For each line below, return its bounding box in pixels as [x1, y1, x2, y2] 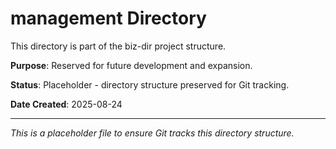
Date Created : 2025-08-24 [10, 98, 123, 110]
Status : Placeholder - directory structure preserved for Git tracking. [10, 78, 290, 91]
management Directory [10, 7, 207, 30]
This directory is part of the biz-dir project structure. [10, 40, 227, 52]
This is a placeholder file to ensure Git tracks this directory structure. [10, 127, 295, 139]
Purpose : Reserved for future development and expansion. [10, 59, 253, 71]
